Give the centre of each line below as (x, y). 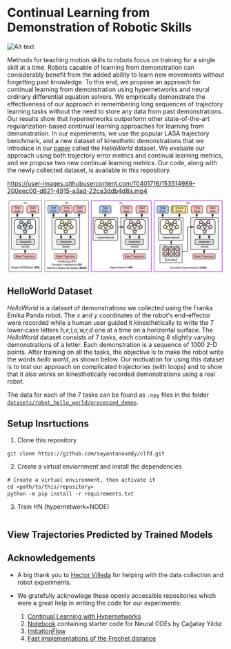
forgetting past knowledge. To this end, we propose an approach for (104, 82)
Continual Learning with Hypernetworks (84, 616)
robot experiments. (44, 582)
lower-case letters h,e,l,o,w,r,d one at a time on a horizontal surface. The (110, 330)
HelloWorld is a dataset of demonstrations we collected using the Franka (110, 308)
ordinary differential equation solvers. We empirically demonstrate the (106, 96)
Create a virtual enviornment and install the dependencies (99, 467)
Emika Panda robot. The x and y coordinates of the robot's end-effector (109, 315)
